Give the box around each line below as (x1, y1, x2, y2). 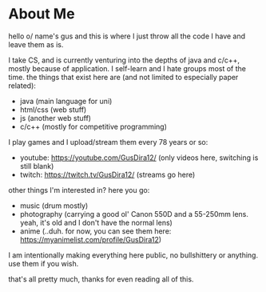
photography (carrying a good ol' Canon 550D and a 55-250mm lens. (19, 209, 249, 218)
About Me (8, 5, 75, 23)
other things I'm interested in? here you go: (8, 185, 150, 194)
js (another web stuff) (19, 113, 92, 122)
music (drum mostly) (19, 201, 89, 210)
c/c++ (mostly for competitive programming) (19, 122, 168, 131)
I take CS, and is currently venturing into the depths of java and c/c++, (8, 55, 240, 65)
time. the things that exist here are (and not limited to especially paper (8, 72, 239, 82)
